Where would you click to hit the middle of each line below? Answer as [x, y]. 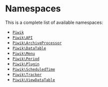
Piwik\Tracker [27, 75]
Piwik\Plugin [26, 64]
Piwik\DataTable [29, 48]
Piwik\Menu [24, 53]
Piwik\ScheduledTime [34, 69]
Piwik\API [23, 38]
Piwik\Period [26, 59]
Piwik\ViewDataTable [34, 80]
